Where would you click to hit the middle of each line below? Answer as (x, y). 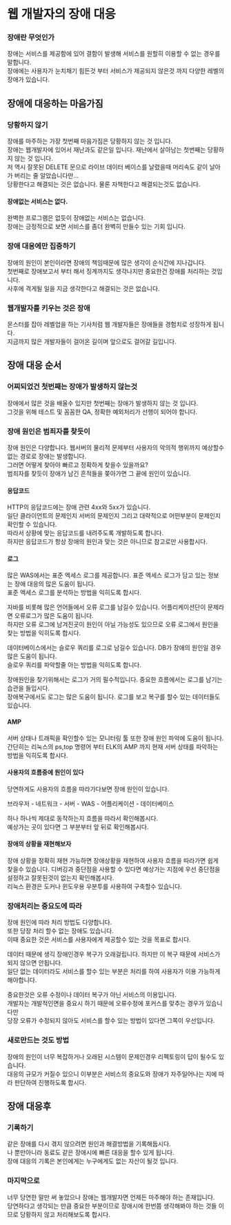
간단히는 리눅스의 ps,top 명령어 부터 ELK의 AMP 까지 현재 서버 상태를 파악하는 (113, 746)
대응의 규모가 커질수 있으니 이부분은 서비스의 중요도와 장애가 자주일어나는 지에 (112, 1074)
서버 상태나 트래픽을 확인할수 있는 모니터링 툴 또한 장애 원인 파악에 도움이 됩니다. (115, 738)
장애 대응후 (29, 1106)
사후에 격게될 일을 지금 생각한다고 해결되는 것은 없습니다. (83, 288)
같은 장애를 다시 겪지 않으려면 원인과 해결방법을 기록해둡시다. (89, 1144)
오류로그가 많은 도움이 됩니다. (54, 616)
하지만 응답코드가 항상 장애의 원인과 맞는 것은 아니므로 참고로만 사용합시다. (108, 541)
